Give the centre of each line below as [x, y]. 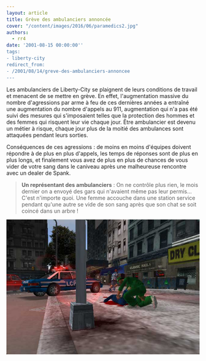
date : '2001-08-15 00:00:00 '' [45, 45]
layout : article [27, 13]
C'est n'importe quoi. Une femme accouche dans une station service [108, 198]
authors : [17, 32]
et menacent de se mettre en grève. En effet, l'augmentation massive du [97, 96]
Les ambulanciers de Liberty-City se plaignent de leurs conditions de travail [102, 89]
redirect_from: [26, 64]
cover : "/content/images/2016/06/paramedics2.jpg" [72, 26]
